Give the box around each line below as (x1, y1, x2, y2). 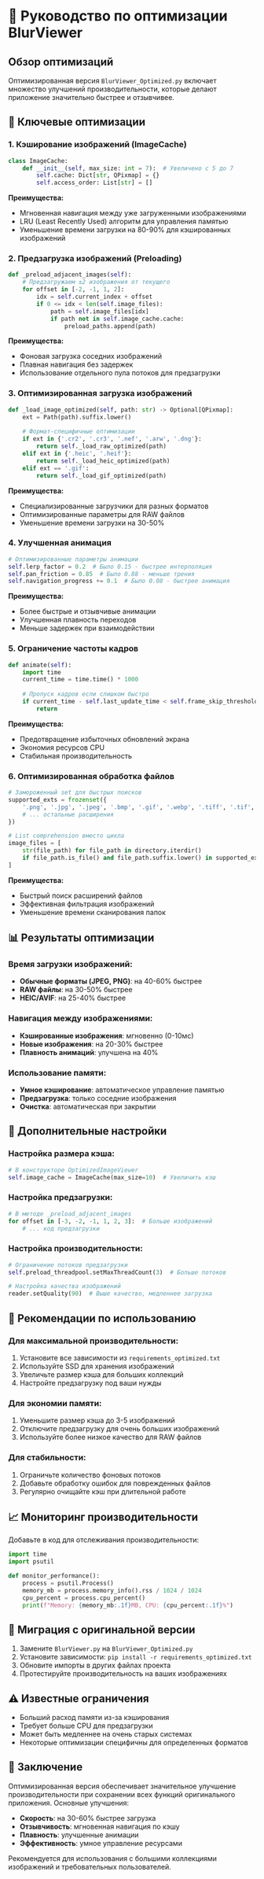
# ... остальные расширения (22, 810, 114, 818)
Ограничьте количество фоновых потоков (19, 1470, 161, 1479)
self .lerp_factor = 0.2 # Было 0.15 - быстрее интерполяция (8, 563, 213, 570)
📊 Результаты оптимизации (8, 932, 155, 945)
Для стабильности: (8, 1452, 86, 1463)
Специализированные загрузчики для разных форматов (19, 501, 209, 511)
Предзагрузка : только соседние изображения (19, 1094, 177, 1103)
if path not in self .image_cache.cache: (49, 315, 185, 323)
